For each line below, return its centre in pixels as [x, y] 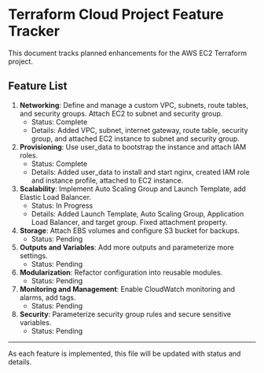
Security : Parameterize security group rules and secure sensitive [125, 314]
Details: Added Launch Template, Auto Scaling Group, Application [137, 213]
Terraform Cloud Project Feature [116, 15]
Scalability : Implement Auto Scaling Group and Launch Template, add [132, 188]
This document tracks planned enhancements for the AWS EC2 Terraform [128, 53]
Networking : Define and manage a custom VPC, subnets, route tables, [134, 105]
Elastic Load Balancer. [55, 197]
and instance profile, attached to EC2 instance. [107, 180]
